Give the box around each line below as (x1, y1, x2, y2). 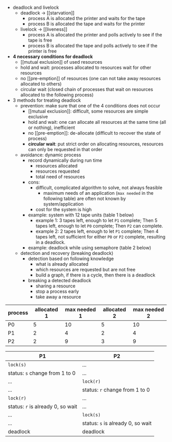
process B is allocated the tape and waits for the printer (28, 21, 145, 27)
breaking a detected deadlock (28, 278, 92, 283)
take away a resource (35, 294, 81, 300)
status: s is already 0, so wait (82, 420, 152, 427)
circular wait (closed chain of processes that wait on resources (20, 86, 154, 92)
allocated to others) (20, 81, 62, 87)
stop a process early (35, 288, 79, 294)
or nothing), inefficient (28, 124, 75, 131)
